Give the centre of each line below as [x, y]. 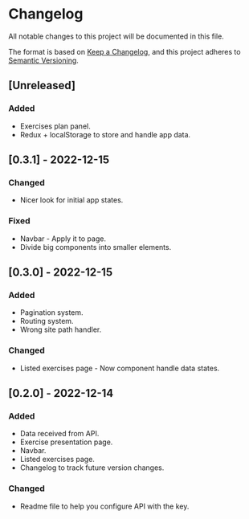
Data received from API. [59, 434]
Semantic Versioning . [43, 60]
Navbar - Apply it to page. [63, 239]
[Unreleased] [42, 86]
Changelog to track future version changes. [92, 468]
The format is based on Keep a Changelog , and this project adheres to [124, 51]
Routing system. [47, 321]
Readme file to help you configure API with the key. [104, 506]
